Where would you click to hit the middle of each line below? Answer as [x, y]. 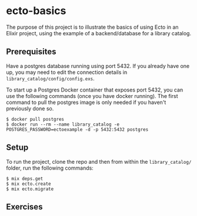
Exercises [24, 207]
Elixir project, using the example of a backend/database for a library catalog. [99, 33]
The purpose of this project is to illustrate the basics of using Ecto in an [92, 27]
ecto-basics [36, 11]
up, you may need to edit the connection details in [67, 72]
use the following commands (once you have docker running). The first [92, 96]
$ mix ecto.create [29, 184]
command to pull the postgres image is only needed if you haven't [86, 102]
